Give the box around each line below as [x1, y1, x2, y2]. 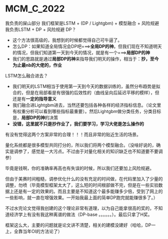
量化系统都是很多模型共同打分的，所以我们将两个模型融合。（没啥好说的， [5, 142, 156, 148]
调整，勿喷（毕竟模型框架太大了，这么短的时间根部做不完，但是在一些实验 [5, 182, 158, 188]
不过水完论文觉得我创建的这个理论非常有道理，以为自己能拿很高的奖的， [5, 205, 154, 211]
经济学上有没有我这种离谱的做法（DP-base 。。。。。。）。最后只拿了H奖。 [9, 211, 152, 217]
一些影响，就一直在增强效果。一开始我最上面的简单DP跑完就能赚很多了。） [5, 194, 158, 200]
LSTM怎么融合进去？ [5, 72, 48, 78]
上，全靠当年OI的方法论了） [5, 228, 62, 234]
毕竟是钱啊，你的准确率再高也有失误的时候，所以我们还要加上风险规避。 [5, 165, 154, 171]
